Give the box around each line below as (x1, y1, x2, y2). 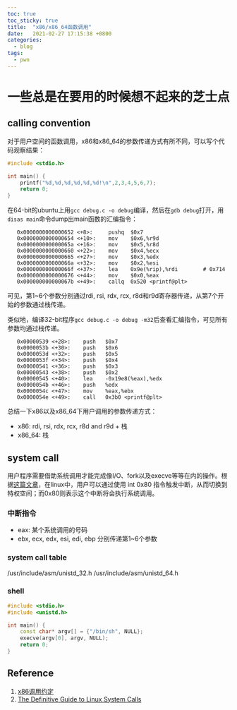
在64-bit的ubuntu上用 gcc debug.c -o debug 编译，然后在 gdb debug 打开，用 (7, 206, 224, 215)
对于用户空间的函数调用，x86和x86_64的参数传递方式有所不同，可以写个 (7, 137, 219, 145)
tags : (7, 50, 23, 57)
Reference (7, 668, 54, 680)
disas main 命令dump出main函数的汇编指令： (7, 215, 138, 223)
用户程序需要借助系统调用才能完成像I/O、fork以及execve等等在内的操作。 (7, 471, 221, 480)
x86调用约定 (17, 687, 54, 695)
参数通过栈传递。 (19, 301, 69, 309)
